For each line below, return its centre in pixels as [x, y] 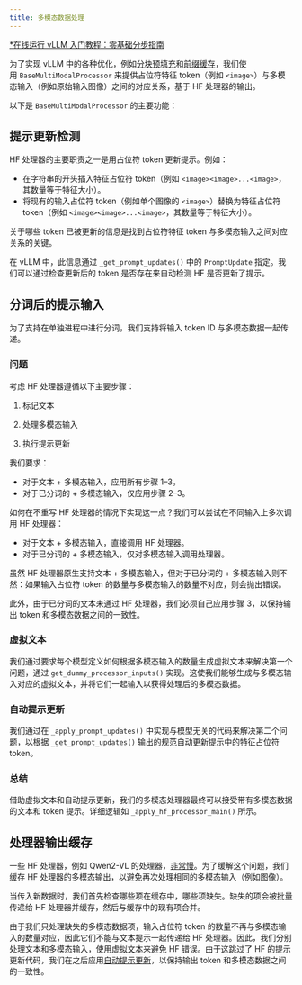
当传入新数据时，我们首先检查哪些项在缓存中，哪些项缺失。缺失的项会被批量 [151, 896]
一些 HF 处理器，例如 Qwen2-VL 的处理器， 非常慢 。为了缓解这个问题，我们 [149, 866]
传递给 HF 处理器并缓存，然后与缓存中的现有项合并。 [107, 908]
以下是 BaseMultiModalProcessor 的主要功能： [93, 105]
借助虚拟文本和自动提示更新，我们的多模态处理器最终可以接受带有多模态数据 [151, 800]
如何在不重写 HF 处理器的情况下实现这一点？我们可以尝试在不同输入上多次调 [151, 512]
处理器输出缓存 [51, 842]
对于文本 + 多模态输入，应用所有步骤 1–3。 [102, 482]
